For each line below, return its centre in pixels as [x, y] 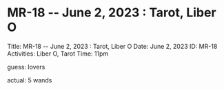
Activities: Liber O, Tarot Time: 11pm [58, 54]
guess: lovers [26, 67]
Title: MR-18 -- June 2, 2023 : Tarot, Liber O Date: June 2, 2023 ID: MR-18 [112, 46]
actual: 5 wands [30, 80]
